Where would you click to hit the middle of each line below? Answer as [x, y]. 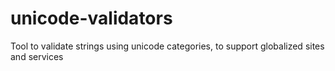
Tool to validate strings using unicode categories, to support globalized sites [167, 46]
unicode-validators [91, 18]
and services [37, 56]
